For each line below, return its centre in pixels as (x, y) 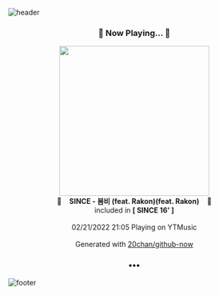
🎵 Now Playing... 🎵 (134, 33)
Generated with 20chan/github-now (134, 245)
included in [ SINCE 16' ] (134, 210)
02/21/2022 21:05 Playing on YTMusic (134, 227)
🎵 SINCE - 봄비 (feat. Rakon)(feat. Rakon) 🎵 (134, 201)
